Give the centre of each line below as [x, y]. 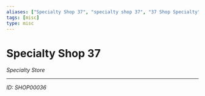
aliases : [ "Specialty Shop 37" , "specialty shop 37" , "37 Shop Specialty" [103, 12]
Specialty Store [26, 70]
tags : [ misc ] [23, 18]
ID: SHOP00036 [27, 87]
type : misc [20, 23]
